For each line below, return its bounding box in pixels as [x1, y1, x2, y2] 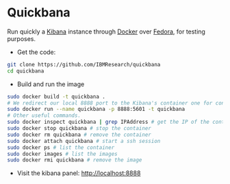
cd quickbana [7, 67, 44, 75]
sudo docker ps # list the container [7, 144, 115, 151]
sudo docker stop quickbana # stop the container [7, 125, 152, 132]
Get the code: [16, 48, 56, 56]
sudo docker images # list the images [7, 150, 118, 157]
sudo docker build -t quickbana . [7, 93, 106, 100]
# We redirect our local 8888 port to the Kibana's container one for [7, 99, 213, 107]
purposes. [7, 34, 36, 42]
